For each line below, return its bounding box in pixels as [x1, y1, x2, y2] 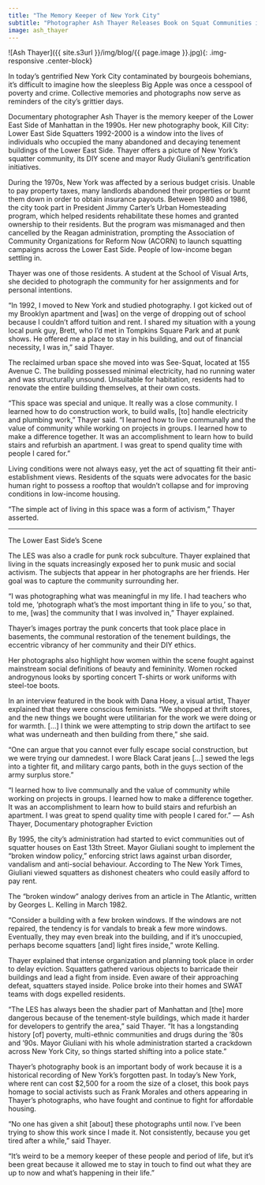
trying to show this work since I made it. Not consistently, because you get [8, 1127, 251, 1138]
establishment [8, 472, 54, 482]
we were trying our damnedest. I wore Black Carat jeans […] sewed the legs [8, 754, 255, 763]
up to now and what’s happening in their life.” [8, 1168, 155, 1178]
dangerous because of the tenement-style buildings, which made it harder [8, 1013, 250, 1023]
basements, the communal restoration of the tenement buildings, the [8, 632, 231, 641]
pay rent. [8, 876, 38, 886]
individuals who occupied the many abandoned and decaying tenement [8, 137, 241, 147]
